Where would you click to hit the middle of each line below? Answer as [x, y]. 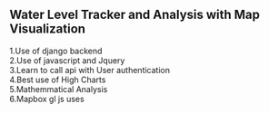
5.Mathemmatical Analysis [59, 89]
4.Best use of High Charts [58, 80]
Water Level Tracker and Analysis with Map [135, 15]
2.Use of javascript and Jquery [67, 60]
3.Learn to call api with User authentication [90, 70]
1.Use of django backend [56, 51]
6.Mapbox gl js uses [47, 99]
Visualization [48, 29]
